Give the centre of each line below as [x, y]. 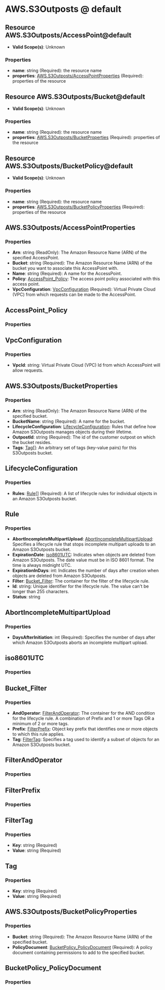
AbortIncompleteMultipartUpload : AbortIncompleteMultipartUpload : [83, 539]
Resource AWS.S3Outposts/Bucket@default [75, 97]
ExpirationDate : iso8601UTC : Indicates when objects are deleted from [84, 555]
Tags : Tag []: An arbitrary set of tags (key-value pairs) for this [74, 447]
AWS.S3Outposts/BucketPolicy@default [69, 166]
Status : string [26, 597]
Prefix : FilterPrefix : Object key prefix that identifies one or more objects [85, 729]
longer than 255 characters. [41, 592]
